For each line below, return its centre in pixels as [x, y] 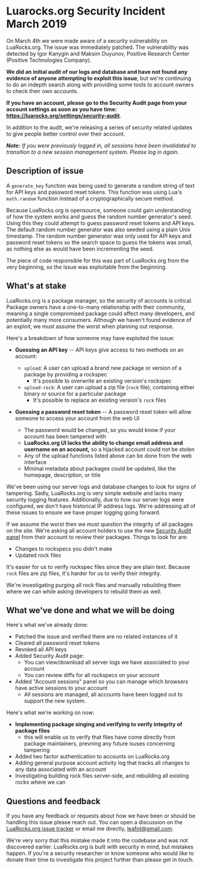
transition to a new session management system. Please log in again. [93, 152]
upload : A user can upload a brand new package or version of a [103, 368]
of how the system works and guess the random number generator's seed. [99, 217]
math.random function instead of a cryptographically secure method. [90, 198]
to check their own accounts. [42, 91]
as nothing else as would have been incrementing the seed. [80, 249]
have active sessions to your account [61, 688]
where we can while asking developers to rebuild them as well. [84, 591]
